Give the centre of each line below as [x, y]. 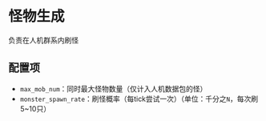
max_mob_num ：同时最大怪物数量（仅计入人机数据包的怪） [113, 88]
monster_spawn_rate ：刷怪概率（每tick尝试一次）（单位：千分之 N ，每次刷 [139, 99]
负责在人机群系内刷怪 [43, 40]
